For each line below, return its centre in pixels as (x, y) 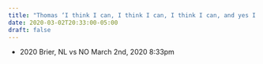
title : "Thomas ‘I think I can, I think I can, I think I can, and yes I (132, 15)
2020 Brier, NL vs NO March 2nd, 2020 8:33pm (97, 52)
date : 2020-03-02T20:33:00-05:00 (63, 23)
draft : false (30, 30)
